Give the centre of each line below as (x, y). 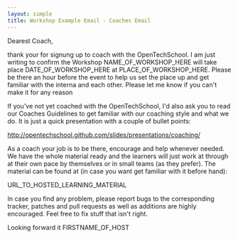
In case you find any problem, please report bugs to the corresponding (111, 199)
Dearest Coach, (30, 40)
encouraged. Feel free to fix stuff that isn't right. (77, 213)
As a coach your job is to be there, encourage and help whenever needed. (116, 148)
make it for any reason (40, 92)
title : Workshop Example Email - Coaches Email (79, 21)
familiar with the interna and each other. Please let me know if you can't (112, 84)
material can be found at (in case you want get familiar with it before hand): (118, 171)
